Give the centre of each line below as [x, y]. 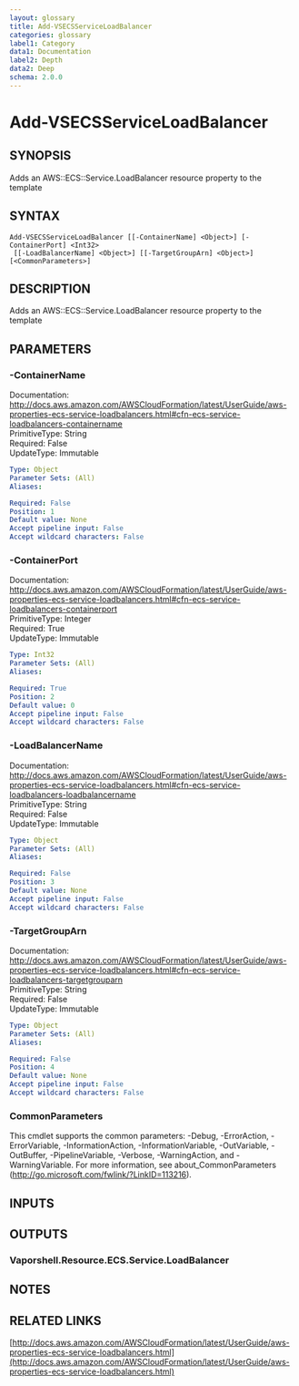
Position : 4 [32, 1067]
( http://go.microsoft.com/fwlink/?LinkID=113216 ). [101, 1175]
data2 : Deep [32, 69]
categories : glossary [50, 35]
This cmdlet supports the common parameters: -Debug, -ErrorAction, [140, 1136]
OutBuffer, [29, 1155]
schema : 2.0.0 [36, 77]
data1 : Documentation [50, 52]
